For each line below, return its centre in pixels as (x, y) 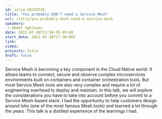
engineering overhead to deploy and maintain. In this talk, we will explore (79, 90)
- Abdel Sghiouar (25, 28)
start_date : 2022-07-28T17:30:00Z (40, 37)
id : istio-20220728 (25, 10)
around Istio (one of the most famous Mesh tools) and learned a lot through (81, 106)
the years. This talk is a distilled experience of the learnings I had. (71, 111)
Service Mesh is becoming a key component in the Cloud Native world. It (79, 69)
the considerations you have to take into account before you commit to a (79, 95)
